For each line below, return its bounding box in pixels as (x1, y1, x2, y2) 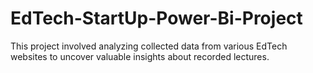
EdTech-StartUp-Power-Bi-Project (10, 7, 303, 30)
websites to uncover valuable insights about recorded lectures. (10, 50, 270, 62)
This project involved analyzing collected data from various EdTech (10, 40, 288, 52)
